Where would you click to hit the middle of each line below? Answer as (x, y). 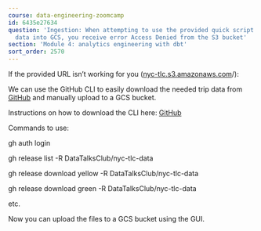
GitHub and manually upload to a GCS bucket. (82, 97)
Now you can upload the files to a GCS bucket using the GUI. (107, 219)
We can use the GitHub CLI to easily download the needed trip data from (125, 89)
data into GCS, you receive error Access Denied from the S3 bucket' (131, 37)
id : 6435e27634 (33, 23)
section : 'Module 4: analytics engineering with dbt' (98, 45)
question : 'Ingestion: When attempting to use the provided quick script (131, 30)
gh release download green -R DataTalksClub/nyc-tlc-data (103, 188)
